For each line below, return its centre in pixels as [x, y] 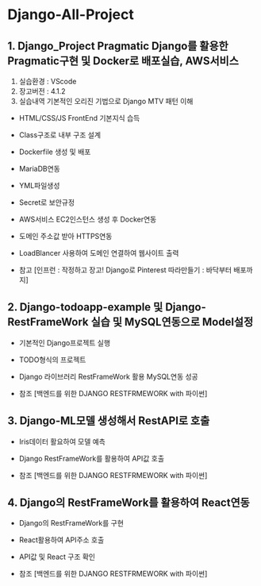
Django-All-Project [71, 15]
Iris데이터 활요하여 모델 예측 [62, 441]
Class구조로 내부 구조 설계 [59, 135]
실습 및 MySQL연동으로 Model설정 [172, 322]
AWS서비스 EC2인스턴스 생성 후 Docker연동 [88, 219]
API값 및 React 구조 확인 [57, 557]
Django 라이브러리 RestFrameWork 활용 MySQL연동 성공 [109, 376]
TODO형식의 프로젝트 [52, 360]
